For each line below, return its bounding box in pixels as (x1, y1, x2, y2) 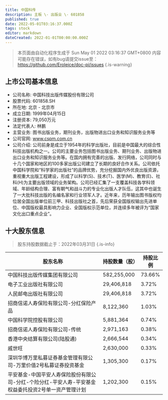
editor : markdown (5, 31, 41, 36)
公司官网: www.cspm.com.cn (12, 135, 72, 141)
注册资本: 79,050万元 (12, 116, 56, 123)
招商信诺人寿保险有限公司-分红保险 (7, 299, 91, 306)
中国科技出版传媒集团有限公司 (7, 271, 78, 278)
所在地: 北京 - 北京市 (12, 104, 55, 110)
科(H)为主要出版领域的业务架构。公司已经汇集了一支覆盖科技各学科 (12, 179, 151, 185)
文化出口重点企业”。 (12, 211, 54, 217)
